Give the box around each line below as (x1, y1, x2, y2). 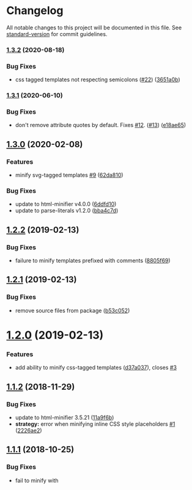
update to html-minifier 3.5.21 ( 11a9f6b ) (15, 414, 114, 421)
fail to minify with (15, 477, 59, 484)
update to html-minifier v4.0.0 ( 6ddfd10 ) (15, 200, 117, 208)
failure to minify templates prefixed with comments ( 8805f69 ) (15, 257, 171, 265)
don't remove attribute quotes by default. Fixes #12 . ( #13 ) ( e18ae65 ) (15, 122, 186, 129)
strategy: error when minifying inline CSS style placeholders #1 (15, 420, 175, 428)
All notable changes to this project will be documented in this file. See (6, 24, 182, 31)
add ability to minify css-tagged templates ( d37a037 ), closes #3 (15, 364, 177, 371)
